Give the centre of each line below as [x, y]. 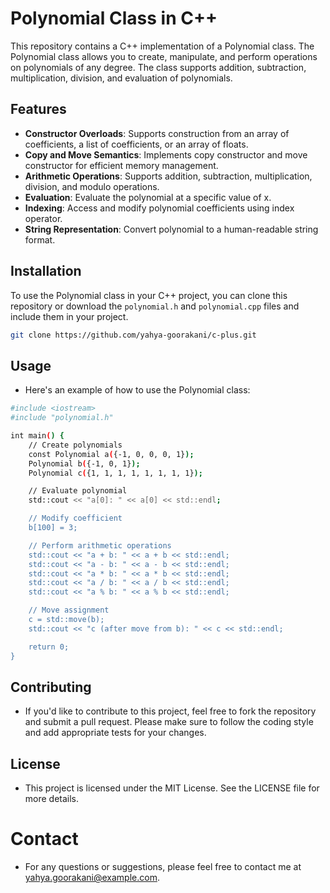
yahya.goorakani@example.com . [92, 878]
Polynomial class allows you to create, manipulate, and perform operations [164, 56]
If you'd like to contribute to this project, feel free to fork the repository [170, 711]
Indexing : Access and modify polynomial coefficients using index [159, 208]
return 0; [49, 647]
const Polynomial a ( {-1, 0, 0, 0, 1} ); [111, 454]
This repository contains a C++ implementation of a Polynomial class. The [162, 46]
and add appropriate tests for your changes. [115, 733]
